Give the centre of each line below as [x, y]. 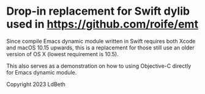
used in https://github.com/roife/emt [102, 24]
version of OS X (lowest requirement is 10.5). [62, 54]
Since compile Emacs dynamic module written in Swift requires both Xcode [101, 41]
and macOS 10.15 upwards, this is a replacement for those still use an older [100, 48]
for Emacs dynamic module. [42, 72]
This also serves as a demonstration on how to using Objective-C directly [99, 66]
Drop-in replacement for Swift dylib [98, 11]
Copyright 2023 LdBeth [36, 84]
